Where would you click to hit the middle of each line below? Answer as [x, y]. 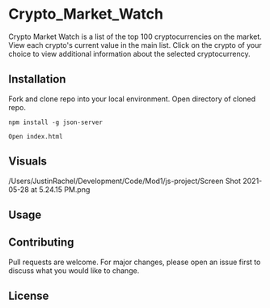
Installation [37, 79]
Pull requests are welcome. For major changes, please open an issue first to [135, 262]
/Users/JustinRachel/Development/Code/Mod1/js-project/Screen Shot [124, 181]
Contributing [41, 243]
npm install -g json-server [56, 122]
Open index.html [36, 136]
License [29, 296]
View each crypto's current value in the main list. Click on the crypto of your [135, 45]
